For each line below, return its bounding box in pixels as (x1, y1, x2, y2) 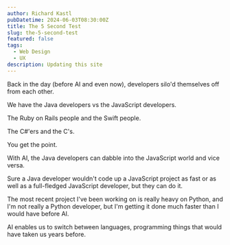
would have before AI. (7, 209, 69, 218)
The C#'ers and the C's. (7, 127, 75, 135)
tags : (7, 42, 23, 49)
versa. (7, 161, 25, 169)
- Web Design (13, 49, 51, 56)
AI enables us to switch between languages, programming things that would (7, 222, 222, 231)
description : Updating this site (7, 61, 103, 68)
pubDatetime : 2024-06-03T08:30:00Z (7, 16, 109, 23)
